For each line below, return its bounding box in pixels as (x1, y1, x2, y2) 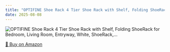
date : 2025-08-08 (5, 12, 42, 17)
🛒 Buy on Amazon (5, 41, 42, 47)
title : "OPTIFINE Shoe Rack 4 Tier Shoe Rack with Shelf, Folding (5, 7, 148, 13)
